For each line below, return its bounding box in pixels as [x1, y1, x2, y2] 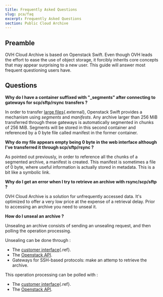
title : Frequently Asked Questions [5, 7, 77, 12]
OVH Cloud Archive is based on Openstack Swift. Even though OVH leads [5, 52, 152, 58]
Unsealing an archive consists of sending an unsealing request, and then [5, 222, 151, 228]
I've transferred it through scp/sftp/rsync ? [5, 144, 94, 150]
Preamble [5, 39, 35, 47]
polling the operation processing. [5, 228, 72, 234]
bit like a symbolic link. [5, 169, 51, 175]
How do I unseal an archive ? [5, 213, 64, 219]
